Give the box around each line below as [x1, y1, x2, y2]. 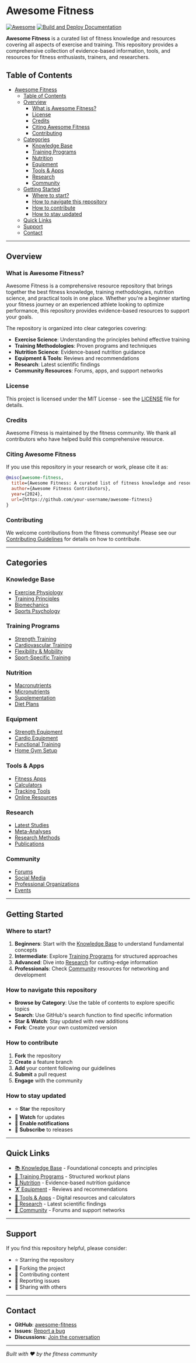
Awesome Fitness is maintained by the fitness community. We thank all [6, 429, 176, 437]
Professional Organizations [14, 881, 80, 888]
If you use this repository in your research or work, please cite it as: [6, 464, 168, 471]
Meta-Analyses [14, 828, 51, 835]
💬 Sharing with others [14, 1283, 67, 1290]
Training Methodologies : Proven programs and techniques [14, 343, 157, 350]
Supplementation [14, 694, 56, 701]
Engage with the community [14, 1077, 83, 1084]
